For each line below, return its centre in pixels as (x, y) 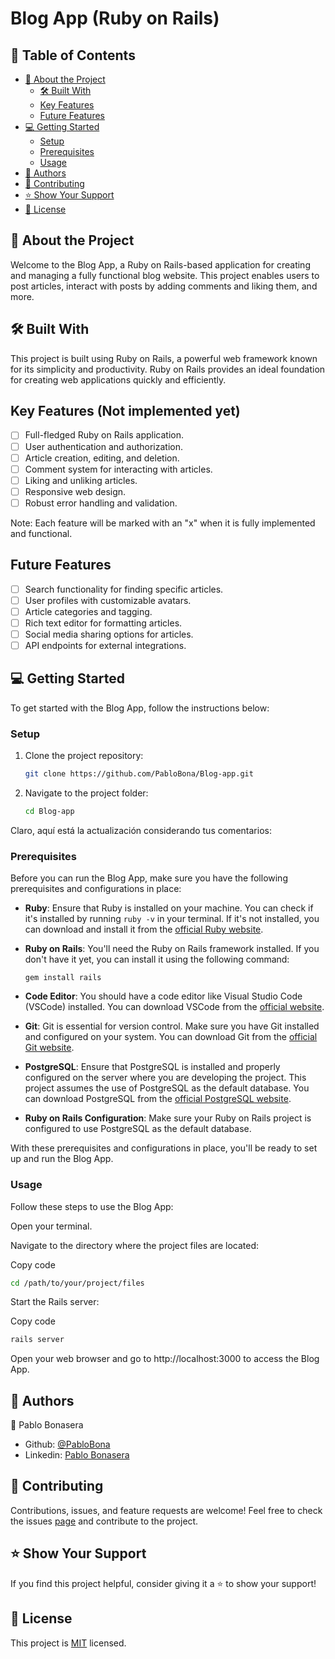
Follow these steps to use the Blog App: (92, 1206)
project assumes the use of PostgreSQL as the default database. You (167, 1088)
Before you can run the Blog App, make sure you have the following (149, 878)
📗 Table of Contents (73, 55)
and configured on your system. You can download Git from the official (171, 1037)
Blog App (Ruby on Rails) (115, 18)
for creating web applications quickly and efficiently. (118, 379)
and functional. (41, 533)
